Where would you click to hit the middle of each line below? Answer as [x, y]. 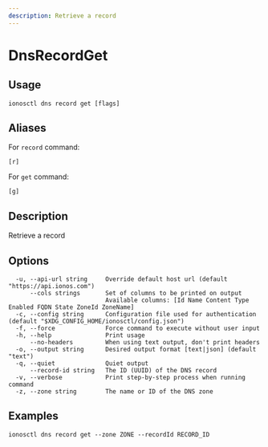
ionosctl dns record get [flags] [64, 104]
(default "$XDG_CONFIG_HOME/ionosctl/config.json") [96, 322]
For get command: [39, 177]
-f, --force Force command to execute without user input [138, 329]
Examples [33, 416]
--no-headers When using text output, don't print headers [145, 343]
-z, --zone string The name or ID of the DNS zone [115, 392]
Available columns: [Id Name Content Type [177, 301]
